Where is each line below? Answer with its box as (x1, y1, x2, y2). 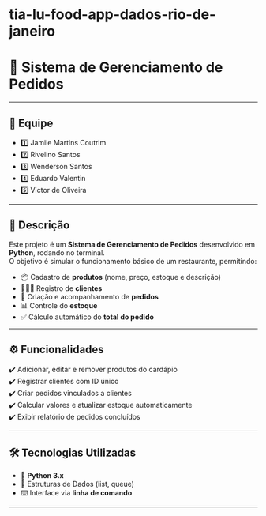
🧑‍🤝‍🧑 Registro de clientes (20, 283, 103, 293)
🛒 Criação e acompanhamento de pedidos (20, 292, 159, 301)
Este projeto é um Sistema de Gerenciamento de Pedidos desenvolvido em (9, 239, 256, 249)
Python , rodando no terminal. (9, 247, 105, 258)
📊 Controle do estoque (20, 300, 98, 310)
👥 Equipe (9, 116, 54, 130)
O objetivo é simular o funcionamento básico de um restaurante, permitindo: (9, 256, 257, 266)
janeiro (9, 22, 56, 40)
